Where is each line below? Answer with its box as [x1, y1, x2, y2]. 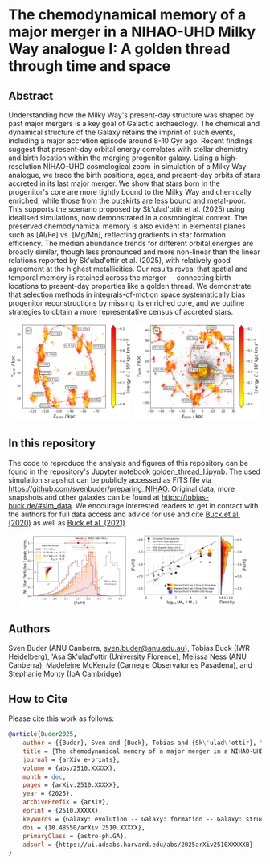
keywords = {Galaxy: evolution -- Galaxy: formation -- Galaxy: [22, 815, 243, 823]
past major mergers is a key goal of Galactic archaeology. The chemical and [8, 119, 260, 128]
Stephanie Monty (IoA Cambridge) [8, 669, 122, 679]
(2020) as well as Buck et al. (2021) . [8, 517, 128, 528]
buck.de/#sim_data [8, 500, 72, 510]
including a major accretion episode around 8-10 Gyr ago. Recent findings [8, 136, 253, 146]
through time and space [8, 57, 171, 76]
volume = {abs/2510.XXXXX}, [22, 764, 117, 772]
